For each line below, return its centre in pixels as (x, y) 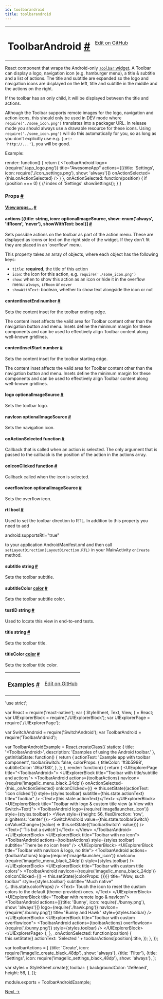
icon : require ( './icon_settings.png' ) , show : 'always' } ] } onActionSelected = (78, 173)
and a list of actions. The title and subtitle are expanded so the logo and (77, 78)
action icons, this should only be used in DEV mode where (63, 118)
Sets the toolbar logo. (27, 406)
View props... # (21, 207)
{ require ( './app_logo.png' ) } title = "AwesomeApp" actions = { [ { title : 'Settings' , (80, 168)
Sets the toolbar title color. (31, 665)
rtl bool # (14, 510)
